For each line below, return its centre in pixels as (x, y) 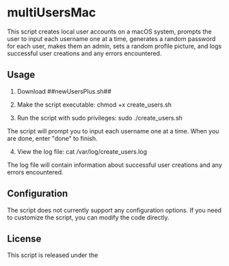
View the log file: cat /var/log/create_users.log (82, 151)
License (24, 238)
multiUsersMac (52, 13)
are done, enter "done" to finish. (52, 138)
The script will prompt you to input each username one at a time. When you (113, 131)
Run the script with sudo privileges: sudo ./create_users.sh (100, 118)
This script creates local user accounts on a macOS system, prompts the (109, 31)
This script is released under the (53, 255)
